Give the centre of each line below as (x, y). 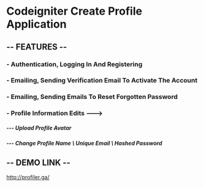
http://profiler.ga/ (28, 177)
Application (36, 24)
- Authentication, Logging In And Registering (74, 64)
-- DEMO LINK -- (38, 162)
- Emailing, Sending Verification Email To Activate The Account (102, 81)
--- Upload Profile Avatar (39, 128)
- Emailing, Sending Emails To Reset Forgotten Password (92, 97)
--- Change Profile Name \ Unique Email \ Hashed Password (84, 143)
